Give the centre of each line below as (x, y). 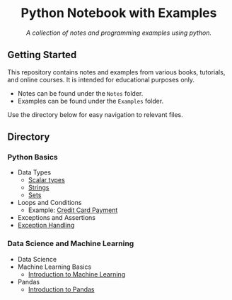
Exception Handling (46, 226)
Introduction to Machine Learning (77, 274)
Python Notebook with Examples (119, 13)
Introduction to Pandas (61, 289)
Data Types (34, 172)
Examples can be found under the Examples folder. (91, 101)
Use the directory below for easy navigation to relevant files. (95, 114)
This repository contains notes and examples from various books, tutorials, (116, 72)
